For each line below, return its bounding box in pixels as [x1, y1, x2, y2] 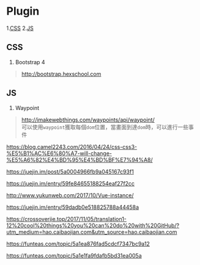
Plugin [6, 4, 40, 18]
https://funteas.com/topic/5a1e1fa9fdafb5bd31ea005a [6, 252, 142, 259]
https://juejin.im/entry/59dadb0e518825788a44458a [6, 203, 139, 211]
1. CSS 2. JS [6, 24, 34, 32]
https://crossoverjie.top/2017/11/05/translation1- [6, 215, 127, 222]
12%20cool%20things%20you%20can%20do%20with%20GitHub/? [6, 222, 180, 229]
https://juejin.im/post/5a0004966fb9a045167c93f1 [6, 168, 135, 175]
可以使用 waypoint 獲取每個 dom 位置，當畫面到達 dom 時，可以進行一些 [21, 123, 189, 131]
